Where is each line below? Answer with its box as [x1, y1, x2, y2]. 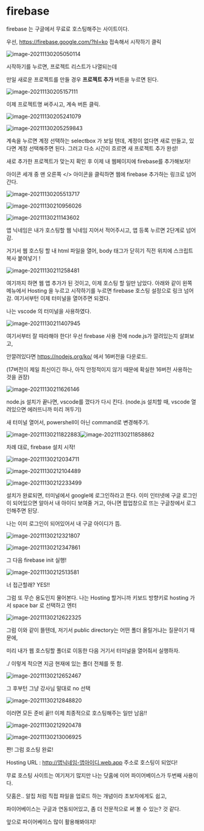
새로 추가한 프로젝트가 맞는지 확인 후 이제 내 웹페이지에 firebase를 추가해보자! [6, 157, 191, 165]
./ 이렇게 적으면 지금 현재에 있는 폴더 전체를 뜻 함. [6, 659, 124, 667]
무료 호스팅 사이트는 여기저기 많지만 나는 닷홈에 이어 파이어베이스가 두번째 [6, 771, 182, 779]
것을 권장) [6, 373, 30, 380]
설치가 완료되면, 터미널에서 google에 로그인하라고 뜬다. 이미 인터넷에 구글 [6, 491, 181, 499]
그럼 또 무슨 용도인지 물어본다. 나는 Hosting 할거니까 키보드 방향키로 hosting [6, 594, 189, 601]
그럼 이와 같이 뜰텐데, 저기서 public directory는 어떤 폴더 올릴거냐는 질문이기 [6, 626, 189, 634]
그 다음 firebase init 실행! [6, 556, 67, 564]
